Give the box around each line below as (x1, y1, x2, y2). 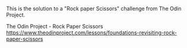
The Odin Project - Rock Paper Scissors (6, 23, 103, 30)
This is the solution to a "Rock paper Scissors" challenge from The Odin (6, 5, 182, 12)
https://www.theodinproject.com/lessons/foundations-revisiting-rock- (6, 29, 177, 36)
